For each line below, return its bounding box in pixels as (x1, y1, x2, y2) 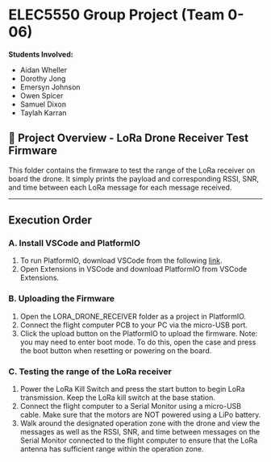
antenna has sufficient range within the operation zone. (19, 444, 204, 454)
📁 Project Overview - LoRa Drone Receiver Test (8, 131, 248, 145)
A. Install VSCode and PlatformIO (8, 238, 141, 249)
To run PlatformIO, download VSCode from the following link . (19, 256, 223, 265)
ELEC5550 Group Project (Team (8, 6, 225, 24)
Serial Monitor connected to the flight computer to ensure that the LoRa (19, 435, 258, 445)
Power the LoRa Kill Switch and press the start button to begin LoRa (19, 385, 245, 394)
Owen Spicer (19, 90, 64, 100)
